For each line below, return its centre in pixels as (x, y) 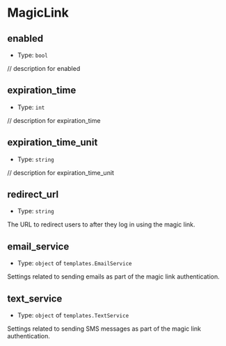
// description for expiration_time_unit (61, 172)
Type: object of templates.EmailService (74, 263)
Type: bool (33, 55)
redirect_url (33, 195)
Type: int (31, 107)
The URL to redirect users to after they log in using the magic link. (102, 224)
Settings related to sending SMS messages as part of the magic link (104, 329)
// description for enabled (44, 68)
